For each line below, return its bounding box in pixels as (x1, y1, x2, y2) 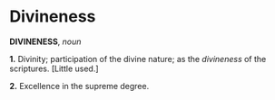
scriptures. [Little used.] (9, 63, 99, 74)
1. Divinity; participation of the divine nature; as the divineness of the (9, 53, 267, 64)
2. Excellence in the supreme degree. (9, 80, 150, 91)
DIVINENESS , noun (9, 36, 82, 47)
